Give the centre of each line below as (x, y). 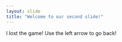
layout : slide (23, 11)
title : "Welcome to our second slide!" (55, 17)
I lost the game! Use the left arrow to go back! (61, 33)
